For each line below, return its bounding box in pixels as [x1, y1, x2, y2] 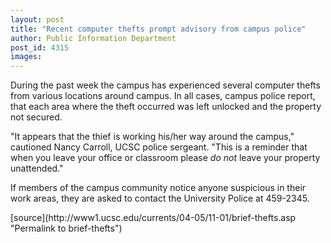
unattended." [10, 162, 64, 175]
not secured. [10, 111, 63, 123]
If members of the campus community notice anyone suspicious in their [10, 182, 307, 194]
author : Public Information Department [10, 33, 177, 43]
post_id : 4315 [10, 42, 70, 53]
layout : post [10, 14, 65, 25]
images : [10, 52, 43, 62]
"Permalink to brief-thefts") [10, 222, 123, 235]
